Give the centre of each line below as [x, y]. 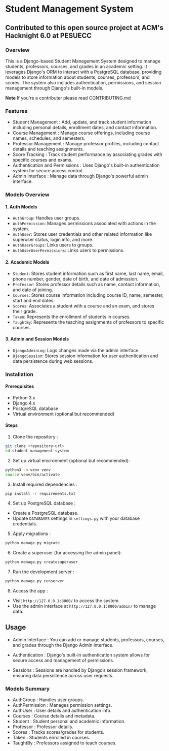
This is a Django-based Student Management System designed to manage [83, 61]
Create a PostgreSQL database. [46, 513]
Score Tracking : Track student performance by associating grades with [88, 154]
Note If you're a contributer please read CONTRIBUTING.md [68, 98]
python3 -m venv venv [28, 470]
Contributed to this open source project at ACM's [84, 28]
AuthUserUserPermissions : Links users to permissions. [69, 251]
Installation [19, 374]
